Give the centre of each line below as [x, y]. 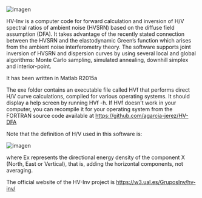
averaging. [20, 170]
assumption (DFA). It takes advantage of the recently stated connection [96, 34]
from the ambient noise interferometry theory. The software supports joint [99, 47]
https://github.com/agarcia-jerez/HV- [142, 116]
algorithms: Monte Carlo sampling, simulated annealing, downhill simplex [97, 60]
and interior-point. [29, 66]
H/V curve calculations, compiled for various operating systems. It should [98, 96]
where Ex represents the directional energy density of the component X [96, 157]
